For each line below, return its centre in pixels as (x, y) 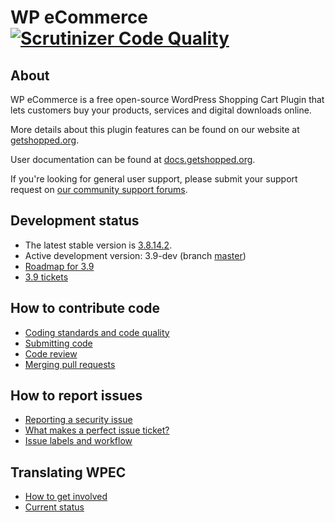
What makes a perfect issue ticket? (97, 430)
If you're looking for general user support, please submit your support (154, 179)
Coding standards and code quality (97, 332)
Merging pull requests (70, 364)
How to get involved (66, 497)
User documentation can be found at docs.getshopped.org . (133, 159)
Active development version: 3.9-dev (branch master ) (135, 255)
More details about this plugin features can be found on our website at (155, 129)
